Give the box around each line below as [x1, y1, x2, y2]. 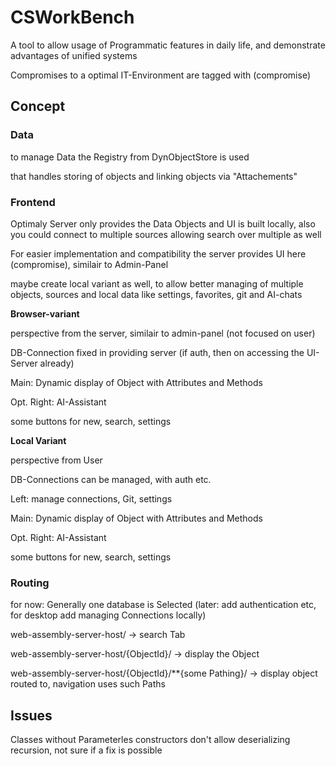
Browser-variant [10, 307, 80, 320]
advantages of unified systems [10, 49, 138, 61]
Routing [10, 576, 50, 590]
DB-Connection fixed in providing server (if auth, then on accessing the [10, 346, 305, 358]
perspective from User [10, 454, 103, 466]
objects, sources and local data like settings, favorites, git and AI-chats [10, 288, 303, 300]
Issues [10, 707, 53, 724]
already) [39, 357, 75, 369]
